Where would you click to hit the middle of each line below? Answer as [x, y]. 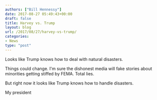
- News [12, 41]
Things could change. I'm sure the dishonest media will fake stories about [79, 69]
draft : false [18, 18]
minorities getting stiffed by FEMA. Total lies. [50, 73]
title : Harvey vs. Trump [30, 23]
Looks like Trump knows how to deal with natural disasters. [64, 59]
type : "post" [18, 45]
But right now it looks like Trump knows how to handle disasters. [69, 83]
